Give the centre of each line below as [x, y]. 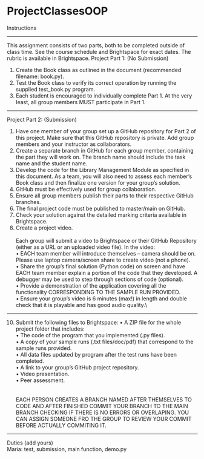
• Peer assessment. [40, 380]
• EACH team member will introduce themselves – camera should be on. [106, 253]
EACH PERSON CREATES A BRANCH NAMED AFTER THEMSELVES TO [104, 399]
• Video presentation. [42, 374]
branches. [28, 202]
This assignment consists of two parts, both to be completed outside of [96, 45]
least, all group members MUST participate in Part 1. [81, 102]
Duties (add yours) [30, 443]
